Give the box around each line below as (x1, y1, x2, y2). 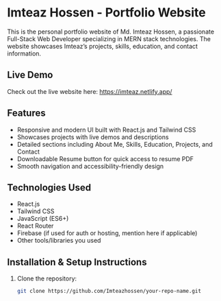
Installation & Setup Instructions (7, 256, 147, 268)
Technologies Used (7, 182, 91, 193)
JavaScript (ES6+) (16, 215, 69, 223)
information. (7, 49, 42, 58)
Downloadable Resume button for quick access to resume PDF (16, 154, 194, 162)
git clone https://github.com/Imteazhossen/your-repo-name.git (16, 288, 202, 295)
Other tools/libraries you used (16, 237, 101, 245)
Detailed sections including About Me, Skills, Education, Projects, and (16, 140, 213, 148)
